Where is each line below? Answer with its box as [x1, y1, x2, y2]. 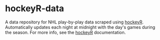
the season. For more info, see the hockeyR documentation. [5, 29, 126, 35]
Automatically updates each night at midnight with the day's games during [5, 24, 156, 30]
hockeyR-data [5, 3, 64, 14]
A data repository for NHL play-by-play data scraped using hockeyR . [5, 19, 144, 25]
